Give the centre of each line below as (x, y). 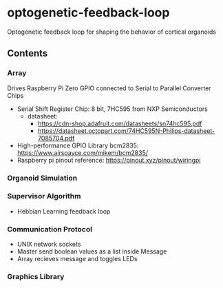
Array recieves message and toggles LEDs (77, 259)
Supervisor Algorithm (44, 196)
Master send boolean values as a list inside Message (92, 251)
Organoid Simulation (42, 178)
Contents (28, 53)
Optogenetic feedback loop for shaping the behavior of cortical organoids (112, 32)
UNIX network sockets (49, 244)
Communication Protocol (50, 229)
